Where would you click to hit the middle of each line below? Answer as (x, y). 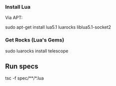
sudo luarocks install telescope (37, 51)
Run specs (22, 66)
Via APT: (14, 18)
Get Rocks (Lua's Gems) (35, 40)
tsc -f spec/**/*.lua (25, 78)
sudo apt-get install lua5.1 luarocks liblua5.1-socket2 (58, 27)
